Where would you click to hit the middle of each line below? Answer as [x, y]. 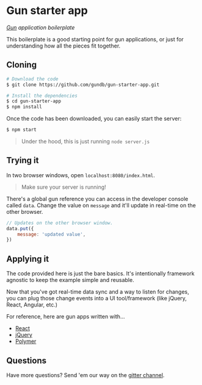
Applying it [28, 259]
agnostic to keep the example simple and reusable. [70, 280]
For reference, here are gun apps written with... [66, 317]
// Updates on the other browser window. [60, 223]
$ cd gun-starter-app [34, 101]
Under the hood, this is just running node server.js [85, 141]
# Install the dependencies [42, 96]
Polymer [26, 341]
